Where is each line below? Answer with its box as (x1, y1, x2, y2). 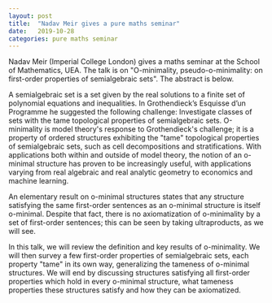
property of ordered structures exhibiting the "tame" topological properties (8, 133, 260, 143)
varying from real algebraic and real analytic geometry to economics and (8, 167, 253, 177)
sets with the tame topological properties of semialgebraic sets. (8, 115, 222, 126)
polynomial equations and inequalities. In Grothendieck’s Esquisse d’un (8, 98, 247, 108)
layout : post (8, 11, 53, 20)
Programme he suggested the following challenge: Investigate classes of (8, 107, 252, 117)
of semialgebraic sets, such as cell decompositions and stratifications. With (8, 141, 262, 151)
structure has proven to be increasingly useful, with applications (36, 159, 252, 169)
